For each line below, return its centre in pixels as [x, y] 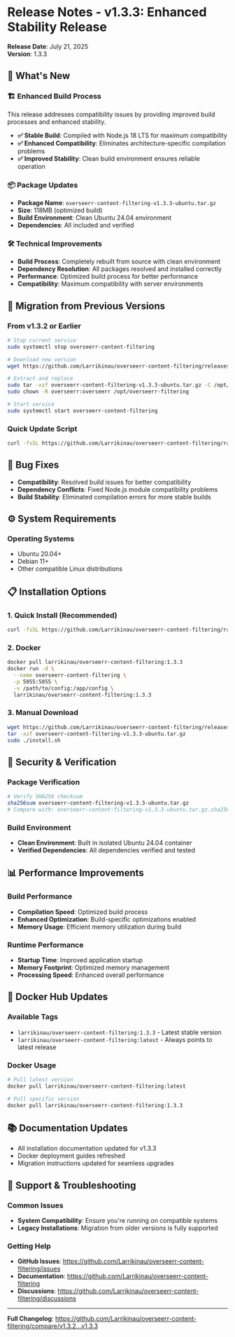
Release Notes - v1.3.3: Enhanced [107, 12]
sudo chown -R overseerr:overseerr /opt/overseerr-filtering [98, 392]
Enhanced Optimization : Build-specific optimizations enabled [107, 919]
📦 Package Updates [43, 185]
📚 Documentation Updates [67, 1128]
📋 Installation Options [57, 591]
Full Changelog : [30, 1319]
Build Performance [40, 896]
